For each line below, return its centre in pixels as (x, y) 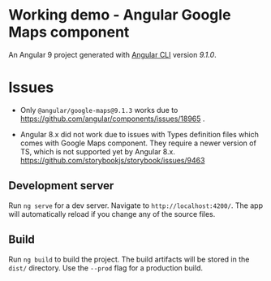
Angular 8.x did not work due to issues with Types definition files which (140, 134)
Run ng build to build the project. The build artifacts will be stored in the (129, 259)
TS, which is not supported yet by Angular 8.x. (98, 151)
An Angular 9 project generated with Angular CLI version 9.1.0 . (112, 54)
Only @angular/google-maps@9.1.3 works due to (99, 110)
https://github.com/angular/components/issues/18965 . (112, 119)
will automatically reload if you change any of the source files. (112, 214)
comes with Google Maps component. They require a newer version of (138, 143)
